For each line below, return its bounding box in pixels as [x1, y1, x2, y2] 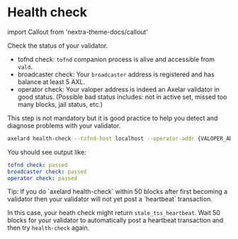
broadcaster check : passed [7, 168, 87, 175]
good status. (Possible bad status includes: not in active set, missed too [17, 93, 227, 101]
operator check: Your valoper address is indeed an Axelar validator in [17, 85, 220, 93]
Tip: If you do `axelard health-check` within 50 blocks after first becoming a [7, 187, 228, 196]
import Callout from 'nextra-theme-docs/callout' [7, 28, 149, 36]
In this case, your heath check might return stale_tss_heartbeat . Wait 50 [7, 209, 221, 217]
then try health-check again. [7, 223, 90, 232]
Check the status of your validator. [7, 41, 108, 49]
